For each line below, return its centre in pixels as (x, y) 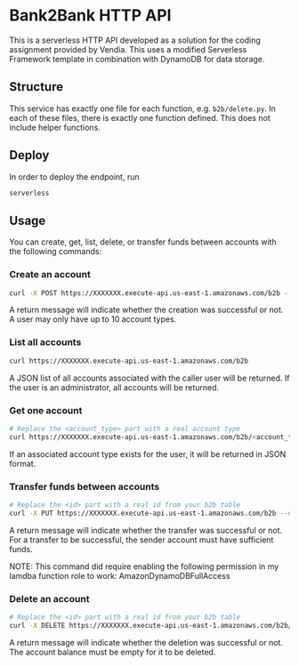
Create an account (50, 275)
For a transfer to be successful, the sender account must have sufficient (141, 540)
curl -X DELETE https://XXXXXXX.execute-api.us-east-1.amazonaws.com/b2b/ (151, 625)
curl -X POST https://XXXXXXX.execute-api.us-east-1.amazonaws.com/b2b (145, 293)
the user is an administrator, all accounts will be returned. (114, 387)
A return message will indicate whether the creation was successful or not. (146, 310)
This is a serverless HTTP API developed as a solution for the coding (135, 40)
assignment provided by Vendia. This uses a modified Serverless (128, 49)
